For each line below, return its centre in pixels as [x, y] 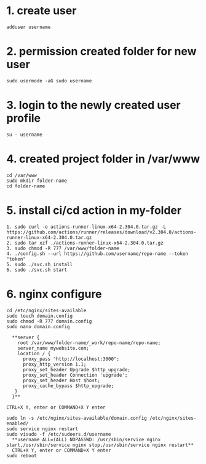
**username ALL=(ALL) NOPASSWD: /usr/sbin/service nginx [86, 439]
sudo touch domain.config [39, 316]
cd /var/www [22, 175]
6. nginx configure [54, 294]
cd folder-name [26, 186]
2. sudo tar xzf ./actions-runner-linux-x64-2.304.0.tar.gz [85, 243]
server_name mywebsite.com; [53, 348]
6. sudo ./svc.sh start [37, 270]
